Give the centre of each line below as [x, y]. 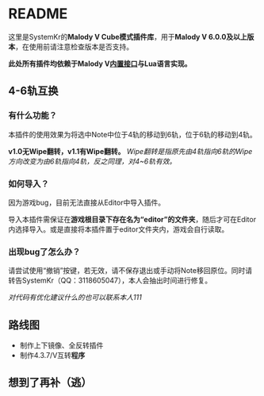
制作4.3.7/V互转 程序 [52, 356]
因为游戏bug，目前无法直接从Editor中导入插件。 [86, 202]
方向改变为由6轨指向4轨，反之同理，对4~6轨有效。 [92, 161]
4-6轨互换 [33, 91]
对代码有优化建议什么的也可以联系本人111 [75, 298]
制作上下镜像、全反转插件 [61, 345]
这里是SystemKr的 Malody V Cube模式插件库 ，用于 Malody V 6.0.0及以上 [128, 37]
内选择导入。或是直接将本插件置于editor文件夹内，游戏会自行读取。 [119, 229]
